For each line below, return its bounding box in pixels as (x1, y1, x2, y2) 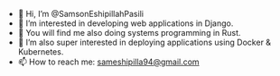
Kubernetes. (17, 46, 64, 57)
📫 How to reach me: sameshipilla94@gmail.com (17, 56, 201, 67)
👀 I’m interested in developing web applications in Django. (17, 18, 234, 29)
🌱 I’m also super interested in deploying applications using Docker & (17, 37, 272, 47)
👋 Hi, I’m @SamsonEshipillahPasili (17, 9, 145, 19)
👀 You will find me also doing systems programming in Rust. (17, 28, 241, 38)
